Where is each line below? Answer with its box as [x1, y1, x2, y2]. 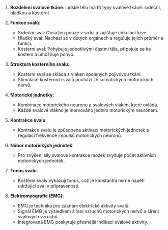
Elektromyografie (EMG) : [10, 193, 64, 199]
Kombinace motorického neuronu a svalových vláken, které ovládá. [17, 102, 159, 108]
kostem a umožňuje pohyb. [17, 51, 75, 57]
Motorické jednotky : [10, 92, 54, 98]
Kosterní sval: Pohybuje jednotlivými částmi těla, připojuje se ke [17, 46, 151, 52]
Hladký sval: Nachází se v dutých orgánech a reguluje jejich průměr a [17, 35, 163, 41]
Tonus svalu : [10, 168, 38, 173]
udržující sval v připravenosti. [17, 183, 80, 189]
